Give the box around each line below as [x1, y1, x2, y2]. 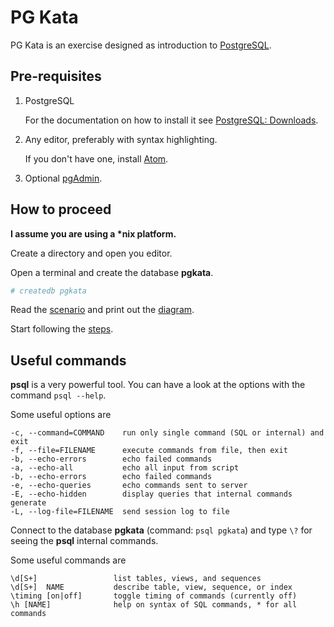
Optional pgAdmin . [24, 172, 103, 184]
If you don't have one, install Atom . [24, 152, 169, 165]
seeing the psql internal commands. [10, 535, 159, 547]
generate [10, 498, 47, 508]
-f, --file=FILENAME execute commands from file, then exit [10, 446, 288, 456]
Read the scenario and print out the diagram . [10, 304, 195, 316]
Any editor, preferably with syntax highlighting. [24, 133, 218, 145]
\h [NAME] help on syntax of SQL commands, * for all [10, 600, 298, 610]
